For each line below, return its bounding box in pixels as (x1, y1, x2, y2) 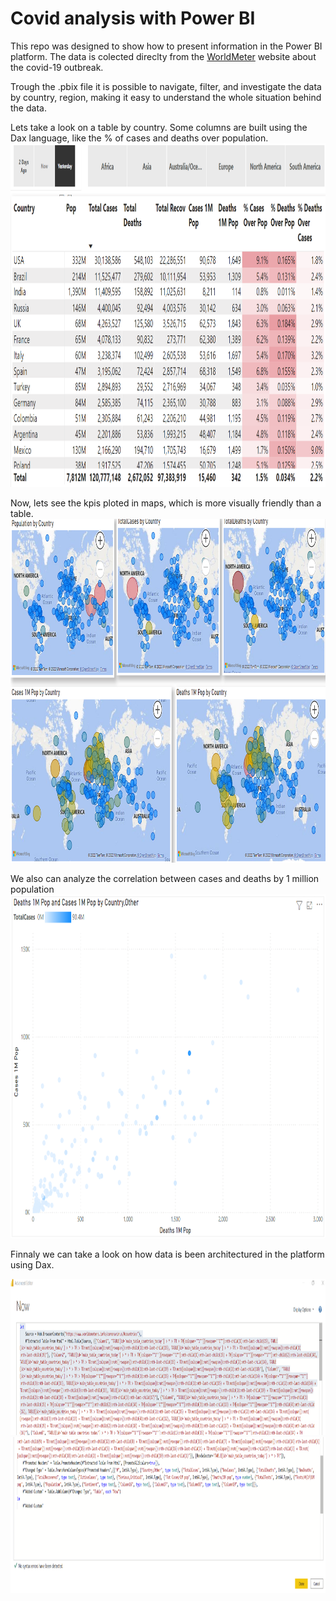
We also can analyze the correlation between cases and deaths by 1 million (10, 872, 320, 884)
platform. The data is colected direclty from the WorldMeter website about (10, 50, 317, 62)
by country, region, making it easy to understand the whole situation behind (10, 91, 322, 103)
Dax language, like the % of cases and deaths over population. (10, 132, 269, 144)
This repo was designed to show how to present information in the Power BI (10, 40, 323, 52)
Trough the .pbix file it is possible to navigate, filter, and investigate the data (10, 80, 322, 92)
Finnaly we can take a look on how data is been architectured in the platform (10, 1248, 325, 1260)
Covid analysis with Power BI (10, 7, 256, 30)
